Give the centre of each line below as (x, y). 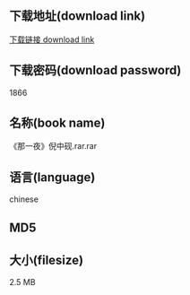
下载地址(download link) (78, 16)
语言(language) (52, 177)
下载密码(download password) (95, 70)
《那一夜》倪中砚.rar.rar (53, 146)
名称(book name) (57, 123)
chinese (24, 199)
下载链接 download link (52, 39)
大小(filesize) (46, 260)
